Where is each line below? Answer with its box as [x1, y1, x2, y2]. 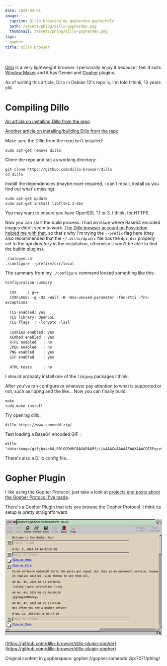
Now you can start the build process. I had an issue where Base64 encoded [5, 219, 161, 225]
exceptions [5, 300, 28, 305]
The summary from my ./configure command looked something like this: [5, 270, 155, 276]
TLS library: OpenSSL [9, 315, 55, 320]
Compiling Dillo [5, 102, 70, 113]
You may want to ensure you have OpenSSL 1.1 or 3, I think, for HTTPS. [5, 209, 150, 216]
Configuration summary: [5, 280, 55, 285]
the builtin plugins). [5, 246, 45, 252]
